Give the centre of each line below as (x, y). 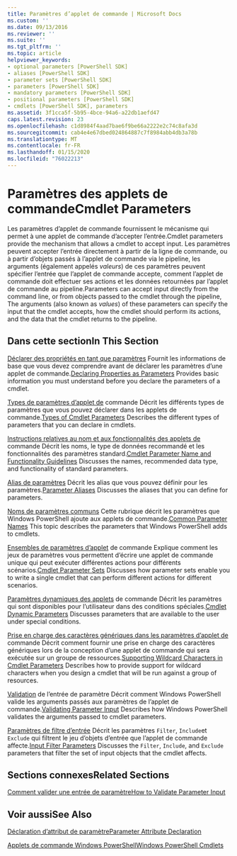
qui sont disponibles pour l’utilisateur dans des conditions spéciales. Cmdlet (117, 606)
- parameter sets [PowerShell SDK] (60, 80)
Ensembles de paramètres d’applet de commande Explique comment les (112, 547)
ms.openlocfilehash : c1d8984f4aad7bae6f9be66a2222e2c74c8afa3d (103, 126)
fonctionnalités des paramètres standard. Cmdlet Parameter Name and (109, 454)
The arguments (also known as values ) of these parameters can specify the (118, 304)
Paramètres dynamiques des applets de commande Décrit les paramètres (115, 599)
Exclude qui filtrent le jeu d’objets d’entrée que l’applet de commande (108, 738)
